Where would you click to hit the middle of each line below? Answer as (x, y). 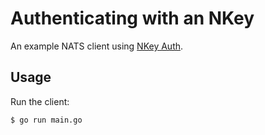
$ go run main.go (46, 120)
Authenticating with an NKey (132, 18)
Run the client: (40, 101)
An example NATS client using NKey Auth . (97, 46)
